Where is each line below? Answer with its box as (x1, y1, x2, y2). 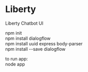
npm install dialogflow (5, 35, 51, 41)
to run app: (5, 55, 28, 61)
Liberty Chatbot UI (5, 20, 44, 26)
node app (5, 61, 25, 67)
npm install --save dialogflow (5, 46, 66, 52)
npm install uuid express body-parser (5, 40, 83, 46)
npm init (5, 30, 22, 36)
